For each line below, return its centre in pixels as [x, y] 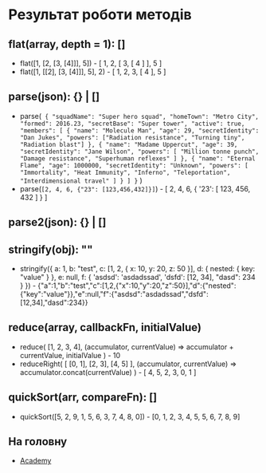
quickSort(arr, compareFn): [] [83, 398]
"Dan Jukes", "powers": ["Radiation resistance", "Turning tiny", [132, 137]
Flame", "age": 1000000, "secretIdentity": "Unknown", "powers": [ [134, 165]
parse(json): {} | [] [54, 97]
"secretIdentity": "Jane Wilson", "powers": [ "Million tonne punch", [139, 152]
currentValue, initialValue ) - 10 [70, 355]
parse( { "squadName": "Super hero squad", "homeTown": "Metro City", [139, 116]
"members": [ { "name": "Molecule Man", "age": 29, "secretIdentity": [139, 130]
